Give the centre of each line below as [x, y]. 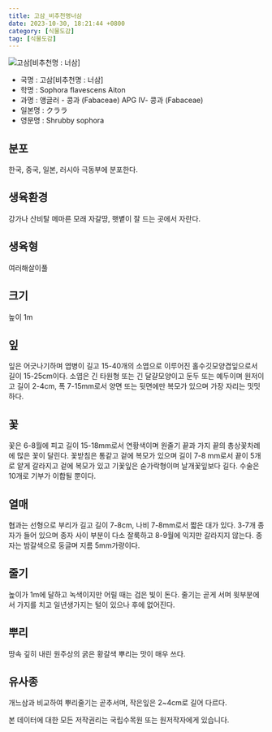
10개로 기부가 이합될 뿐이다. [52, 476]
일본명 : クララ [44, 110]
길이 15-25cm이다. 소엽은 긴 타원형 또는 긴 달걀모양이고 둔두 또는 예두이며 [126, 376]
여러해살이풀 [28, 268]
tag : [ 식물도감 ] [32, 39]
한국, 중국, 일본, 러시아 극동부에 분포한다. [73, 170]
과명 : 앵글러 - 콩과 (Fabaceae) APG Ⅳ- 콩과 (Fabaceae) [112, 100]
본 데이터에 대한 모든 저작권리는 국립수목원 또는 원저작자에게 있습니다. [119, 720]
